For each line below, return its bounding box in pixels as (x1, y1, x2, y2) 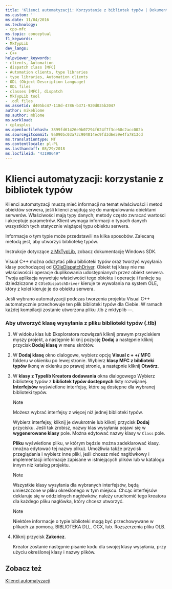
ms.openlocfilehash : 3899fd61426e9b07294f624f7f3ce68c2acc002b (5, 127, 143, 132)
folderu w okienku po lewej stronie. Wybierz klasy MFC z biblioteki (12, 358, 155, 364)
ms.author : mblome (5, 113, 45, 118)
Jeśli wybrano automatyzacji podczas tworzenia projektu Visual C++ (5, 295, 150, 301)
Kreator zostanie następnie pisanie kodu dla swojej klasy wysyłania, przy (12, 544, 166, 550)
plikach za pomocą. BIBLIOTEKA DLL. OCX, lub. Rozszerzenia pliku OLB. (12, 524, 166, 530)
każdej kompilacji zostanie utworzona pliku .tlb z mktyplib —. (5, 307, 134, 313)
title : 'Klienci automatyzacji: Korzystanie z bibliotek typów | (5, 7, 147, 13)
